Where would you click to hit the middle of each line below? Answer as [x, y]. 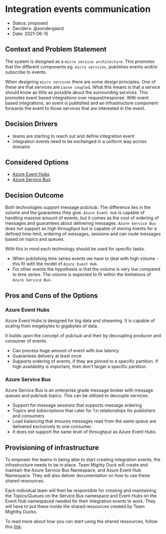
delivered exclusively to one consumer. [52, 427]
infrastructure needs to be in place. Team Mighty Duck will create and [77, 465]
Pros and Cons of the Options [51, 295]
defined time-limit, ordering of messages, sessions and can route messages [83, 234]
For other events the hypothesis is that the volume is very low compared [86, 269]
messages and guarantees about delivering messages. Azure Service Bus [81, 223]
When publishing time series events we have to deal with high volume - [85, 259]
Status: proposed [30, 23]
